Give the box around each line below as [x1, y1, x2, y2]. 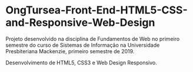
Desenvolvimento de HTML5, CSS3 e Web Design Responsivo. [5, 59, 157, 66]
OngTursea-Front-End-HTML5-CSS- [5, 4, 188, 17]
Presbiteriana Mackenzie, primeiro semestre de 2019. [5, 47, 135, 54]
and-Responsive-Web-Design [5, 16, 155, 29]
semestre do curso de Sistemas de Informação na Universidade [5, 42, 160, 49]
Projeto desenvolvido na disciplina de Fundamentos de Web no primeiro [5, 35, 180, 42]
